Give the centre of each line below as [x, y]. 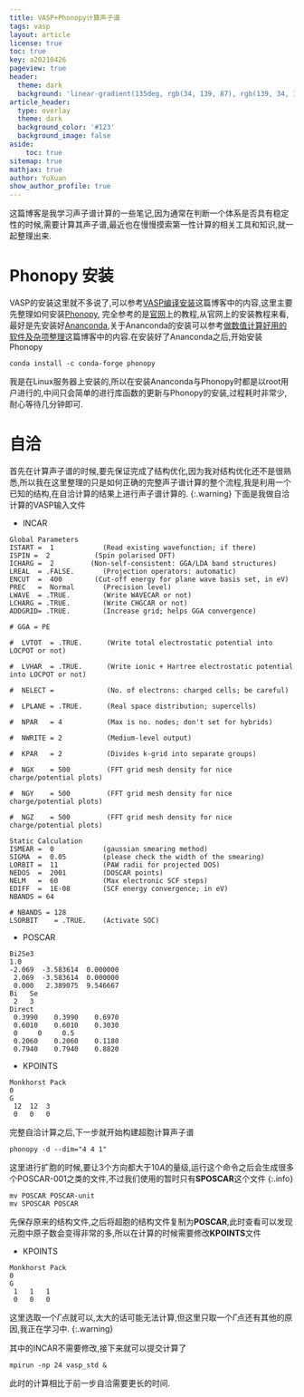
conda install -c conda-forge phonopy [82, 364]
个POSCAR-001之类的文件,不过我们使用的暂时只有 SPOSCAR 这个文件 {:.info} [152, 1179]
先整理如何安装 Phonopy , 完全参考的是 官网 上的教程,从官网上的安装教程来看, [149, 315]
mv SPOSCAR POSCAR [44, 1204]
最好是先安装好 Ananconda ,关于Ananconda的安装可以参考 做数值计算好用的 [148, 325]
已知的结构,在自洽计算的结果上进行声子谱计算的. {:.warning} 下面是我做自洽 [150, 494]
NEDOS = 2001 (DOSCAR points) [87, 873]
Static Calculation [46, 841]
